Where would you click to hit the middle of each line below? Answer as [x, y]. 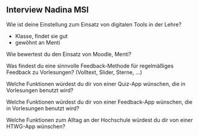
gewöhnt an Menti [38, 42]
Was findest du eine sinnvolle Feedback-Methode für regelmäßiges [90, 66]
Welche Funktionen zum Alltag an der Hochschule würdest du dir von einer [100, 120]
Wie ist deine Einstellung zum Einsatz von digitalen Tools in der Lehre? [94, 24]
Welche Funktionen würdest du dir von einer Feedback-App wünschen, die [99, 102]
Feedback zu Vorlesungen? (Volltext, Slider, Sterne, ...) [74, 72]
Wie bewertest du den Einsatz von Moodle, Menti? [69, 54]
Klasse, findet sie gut [41, 36]
